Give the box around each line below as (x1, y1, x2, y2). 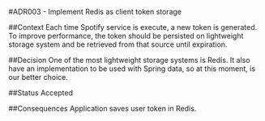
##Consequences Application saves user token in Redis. (8, 104, 197, 113)
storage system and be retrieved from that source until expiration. (8, 40, 228, 49)
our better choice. (8, 73, 69, 81)
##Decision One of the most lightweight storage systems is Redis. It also (8, 56, 250, 65)
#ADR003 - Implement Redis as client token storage (8, 7, 182, 16)
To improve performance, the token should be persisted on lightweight (8, 31, 244, 40)
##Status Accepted (8, 88, 73, 98)
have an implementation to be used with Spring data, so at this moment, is (8, 64, 256, 73)
